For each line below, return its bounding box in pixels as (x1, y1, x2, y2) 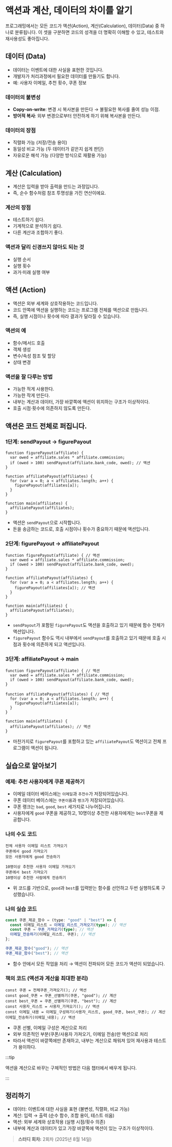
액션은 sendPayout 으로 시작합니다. (12, 519, 82, 525)
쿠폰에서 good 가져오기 (5, 849, 48, 854)
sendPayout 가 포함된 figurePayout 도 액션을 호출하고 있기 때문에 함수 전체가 (12, 622, 165, 628)
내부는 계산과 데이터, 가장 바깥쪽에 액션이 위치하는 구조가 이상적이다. (12, 399, 150, 405)
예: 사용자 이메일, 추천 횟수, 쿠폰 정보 (12, 79, 87, 85)
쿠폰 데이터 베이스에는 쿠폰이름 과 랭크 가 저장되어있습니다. (12, 797, 125, 804)
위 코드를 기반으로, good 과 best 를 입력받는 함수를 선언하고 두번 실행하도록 (12, 885, 160, 891)
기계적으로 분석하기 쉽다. (12, 223, 63, 229)
